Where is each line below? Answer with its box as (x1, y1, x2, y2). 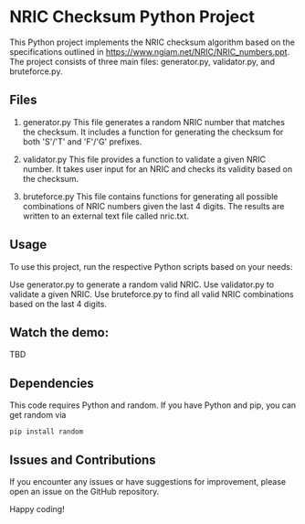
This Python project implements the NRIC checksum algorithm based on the (9, 37, 295, 48)
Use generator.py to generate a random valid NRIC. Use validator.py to (9, 279, 275, 290)
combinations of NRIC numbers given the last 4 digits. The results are (22, 200, 285, 211)
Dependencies (9, 375, 94, 390)
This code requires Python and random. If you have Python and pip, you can (9, 400, 297, 411)
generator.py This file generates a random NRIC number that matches (22, 116, 286, 127)
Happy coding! (9, 504, 66, 514)
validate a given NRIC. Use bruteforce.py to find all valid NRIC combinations (9, 288, 294, 299)
